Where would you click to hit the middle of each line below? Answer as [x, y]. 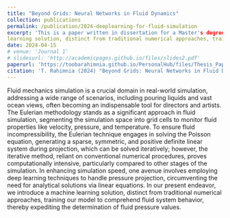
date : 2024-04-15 [32, 45]
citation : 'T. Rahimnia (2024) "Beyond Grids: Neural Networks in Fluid [113, 71]
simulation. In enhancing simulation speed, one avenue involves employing [112, 170]
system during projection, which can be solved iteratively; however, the [107, 149]
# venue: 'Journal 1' [38, 52]
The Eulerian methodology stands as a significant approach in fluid [101, 112]
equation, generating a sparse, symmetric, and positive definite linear [105, 141]
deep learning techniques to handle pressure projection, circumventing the [112, 178]
